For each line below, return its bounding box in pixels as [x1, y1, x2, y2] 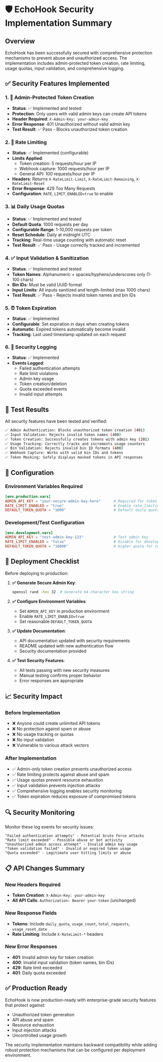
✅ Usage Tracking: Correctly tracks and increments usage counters [5, 441, 146, 446]
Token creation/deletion [19, 381, 67, 387]
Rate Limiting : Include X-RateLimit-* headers [12, 931, 103, 937]
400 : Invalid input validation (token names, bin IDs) [12, 959, 114, 965]
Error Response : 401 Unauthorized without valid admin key [12, 121, 130, 127]
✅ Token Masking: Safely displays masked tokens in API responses [5, 455, 143, 460]
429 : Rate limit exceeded [12, 964, 63, 970]
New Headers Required [5, 881, 61, 888]
